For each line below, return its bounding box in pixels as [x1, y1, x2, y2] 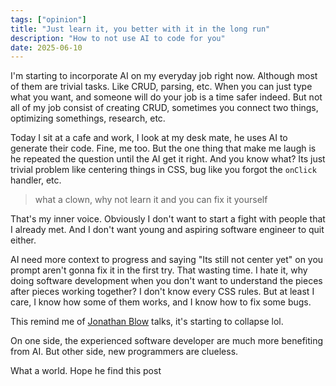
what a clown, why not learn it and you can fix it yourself [34, 194, 268, 206]
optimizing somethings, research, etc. [10, 112, 166, 125]
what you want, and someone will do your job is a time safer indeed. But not [10, 91, 323, 103]
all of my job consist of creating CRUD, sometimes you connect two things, [10, 102, 319, 114]
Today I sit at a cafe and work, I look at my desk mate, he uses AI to [10, 132, 288, 144]
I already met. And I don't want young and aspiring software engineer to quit [10, 224, 325, 236]
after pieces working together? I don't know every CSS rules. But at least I [10, 286, 315, 298]
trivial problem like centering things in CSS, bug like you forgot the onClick [10, 164, 317, 176]
